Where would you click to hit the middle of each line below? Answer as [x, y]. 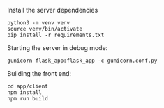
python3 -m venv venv [39, 23]
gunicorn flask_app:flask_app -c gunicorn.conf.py [82, 61]
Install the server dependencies [53, 10]
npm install [24, 93]
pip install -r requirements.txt [56, 35]
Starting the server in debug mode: [58, 48]
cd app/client [28, 86]
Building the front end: [39, 74]
